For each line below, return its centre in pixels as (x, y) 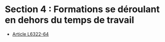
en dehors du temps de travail (69, 20)
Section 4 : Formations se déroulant (82, 9)
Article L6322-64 (30, 34)
